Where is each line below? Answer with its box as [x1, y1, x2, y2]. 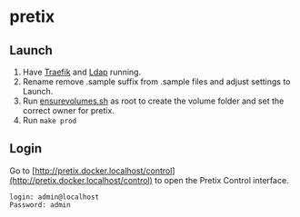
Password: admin [9, 200, 71, 210]
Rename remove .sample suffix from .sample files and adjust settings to [22, 76, 291, 87]
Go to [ [9, 165, 35, 176]
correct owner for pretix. [22, 105, 115, 115]
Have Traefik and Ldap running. [22, 66, 142, 77]
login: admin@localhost [9, 192, 100, 202]
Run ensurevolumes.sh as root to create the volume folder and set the [22, 95, 285, 106]
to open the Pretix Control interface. [154, 174, 289, 185]
